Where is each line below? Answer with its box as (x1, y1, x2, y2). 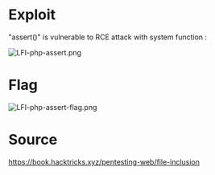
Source (8, 131, 58, 149)
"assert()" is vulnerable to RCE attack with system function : (8, 32, 208, 42)
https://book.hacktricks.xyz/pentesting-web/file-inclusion (8, 157, 200, 166)
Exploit (8, 6, 56, 24)
